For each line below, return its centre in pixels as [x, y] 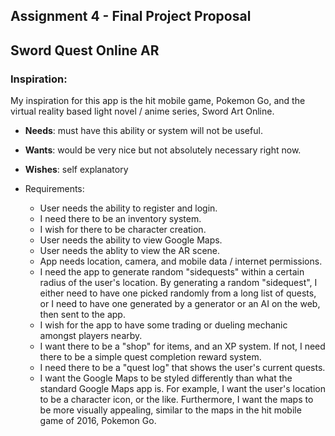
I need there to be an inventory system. [120, 219]
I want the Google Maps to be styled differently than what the [166, 378]
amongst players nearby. [91, 336]
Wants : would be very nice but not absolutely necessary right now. [163, 150]
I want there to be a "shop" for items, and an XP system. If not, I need [182, 346]
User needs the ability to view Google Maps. [131, 240]
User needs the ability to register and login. [128, 208]
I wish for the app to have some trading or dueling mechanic [163, 325]
